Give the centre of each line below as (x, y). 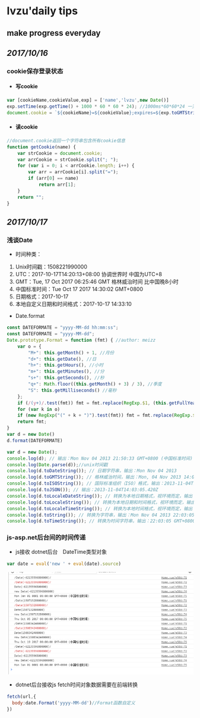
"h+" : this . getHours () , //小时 (66, 365)
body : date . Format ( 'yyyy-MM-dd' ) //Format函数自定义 (74, 703)
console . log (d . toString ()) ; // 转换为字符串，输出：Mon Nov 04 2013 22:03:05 (101, 515)
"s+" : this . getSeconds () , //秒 (66, 378)
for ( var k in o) (39, 409)
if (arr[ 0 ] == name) (53, 179)
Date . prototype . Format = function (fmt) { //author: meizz (81, 340)
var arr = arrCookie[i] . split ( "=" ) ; (73, 172)
